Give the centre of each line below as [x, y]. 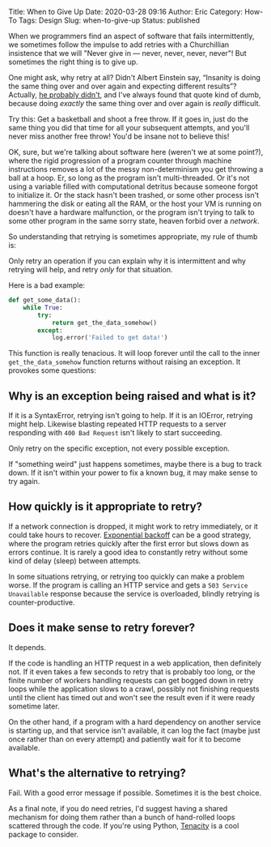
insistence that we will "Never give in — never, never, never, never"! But [127, 53]
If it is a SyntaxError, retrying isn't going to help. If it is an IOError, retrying [131, 416]
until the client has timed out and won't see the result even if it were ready [132, 697]
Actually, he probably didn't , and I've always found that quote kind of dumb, [135, 95]
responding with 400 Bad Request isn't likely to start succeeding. [115, 433]
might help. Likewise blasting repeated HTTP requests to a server [117, 424]
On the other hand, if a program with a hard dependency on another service [135, 721]
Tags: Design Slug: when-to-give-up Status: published [110, 20]
